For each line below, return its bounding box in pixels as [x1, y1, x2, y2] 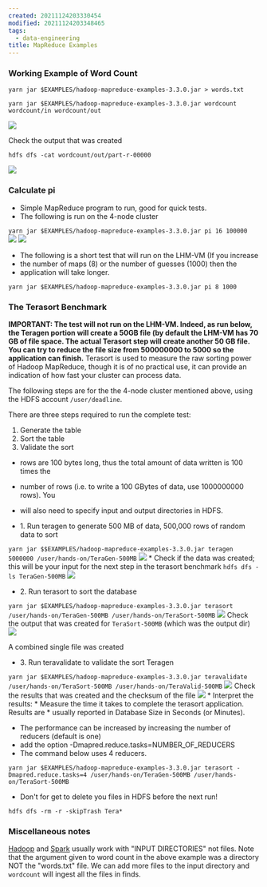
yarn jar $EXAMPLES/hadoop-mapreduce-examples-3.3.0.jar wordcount [8, 100, 238, 108]
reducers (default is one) [19, 732, 101, 742]
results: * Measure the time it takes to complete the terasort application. [8, 699, 245, 709]
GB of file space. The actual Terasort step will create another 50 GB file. [8, 336, 250, 346]
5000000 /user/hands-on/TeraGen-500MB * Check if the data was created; [8, 553, 255, 563]
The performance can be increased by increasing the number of [19, 723, 231, 733]
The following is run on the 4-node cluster [19, 211, 159, 221]
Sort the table [19, 434, 65, 444]
